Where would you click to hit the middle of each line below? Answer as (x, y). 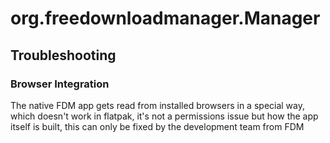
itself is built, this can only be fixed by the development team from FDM (157, 126)
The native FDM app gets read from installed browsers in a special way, (158, 105)
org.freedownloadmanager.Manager (165, 18)
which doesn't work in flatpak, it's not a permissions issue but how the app (164, 116)
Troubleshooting (63, 55)
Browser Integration (60, 84)
